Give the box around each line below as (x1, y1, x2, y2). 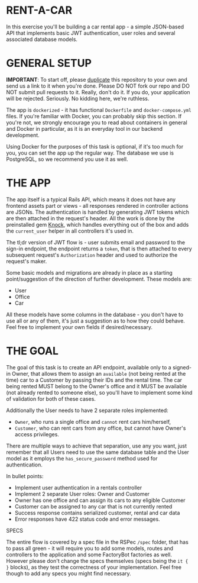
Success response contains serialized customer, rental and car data (14, 509, 180, 516)
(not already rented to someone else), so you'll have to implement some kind (6, 389, 193, 396)
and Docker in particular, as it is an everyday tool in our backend (6, 125, 163, 132)
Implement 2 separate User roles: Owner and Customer (14, 490, 150, 497)
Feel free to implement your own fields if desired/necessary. (6, 323, 152, 330)
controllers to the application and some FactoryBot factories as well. (6, 551, 173, 558)
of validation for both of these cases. (6, 395, 96, 402)
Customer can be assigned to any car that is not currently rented (14, 503, 173, 510)
